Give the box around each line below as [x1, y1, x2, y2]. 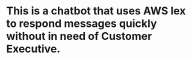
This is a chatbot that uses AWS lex [6, 4, 186, 18]
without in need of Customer [6, 30, 152, 43]
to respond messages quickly [6, 17, 158, 30]
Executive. [6, 42, 61, 56]
